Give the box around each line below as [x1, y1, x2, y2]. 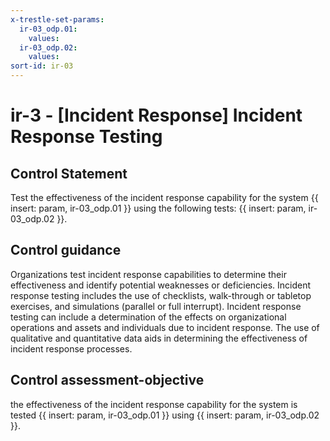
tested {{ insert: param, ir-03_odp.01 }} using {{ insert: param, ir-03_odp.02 [10, 409, 320, 421]
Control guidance [10, 242, 122, 259]
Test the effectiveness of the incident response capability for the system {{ [10, 192, 319, 203]
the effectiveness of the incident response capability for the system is [10, 398, 298, 410]
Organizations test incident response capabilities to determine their [10, 268, 287, 280]
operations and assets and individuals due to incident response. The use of [10, 321, 320, 333]
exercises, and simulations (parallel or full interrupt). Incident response [10, 300, 302, 312]
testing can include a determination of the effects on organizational [10, 311, 287, 323]
